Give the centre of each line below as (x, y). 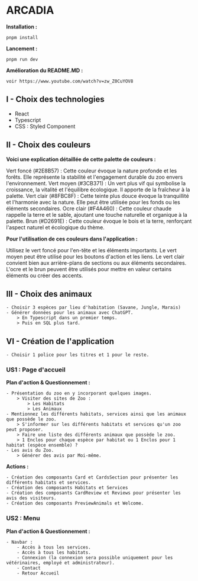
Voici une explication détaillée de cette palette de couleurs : (81, 159)
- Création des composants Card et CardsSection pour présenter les (92, 477)
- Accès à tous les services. (54, 547)
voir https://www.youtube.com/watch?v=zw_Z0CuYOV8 (70, 81)
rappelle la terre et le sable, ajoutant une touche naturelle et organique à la (97, 214)
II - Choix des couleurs (48, 145)
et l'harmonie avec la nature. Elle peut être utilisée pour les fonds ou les (93, 202)
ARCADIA (30, 10)
